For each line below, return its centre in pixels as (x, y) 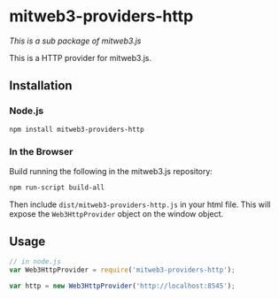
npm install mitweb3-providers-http (77, 129)
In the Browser (41, 152)
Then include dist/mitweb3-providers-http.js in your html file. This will (140, 204)
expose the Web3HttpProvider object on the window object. (116, 213)
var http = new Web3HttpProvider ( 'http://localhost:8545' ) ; (123, 286)
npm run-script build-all (57, 188)
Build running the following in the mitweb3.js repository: (111, 171)
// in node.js (35, 262)
